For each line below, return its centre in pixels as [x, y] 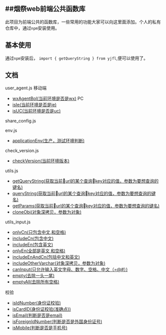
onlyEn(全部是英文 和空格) [39, 251]
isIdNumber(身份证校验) [37, 303]
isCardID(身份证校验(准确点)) [41, 309]
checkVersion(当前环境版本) [41, 161]
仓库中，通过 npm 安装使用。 [32, 28]
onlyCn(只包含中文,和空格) [39, 232]
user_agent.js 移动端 [26, 88]
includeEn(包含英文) [33, 245]
